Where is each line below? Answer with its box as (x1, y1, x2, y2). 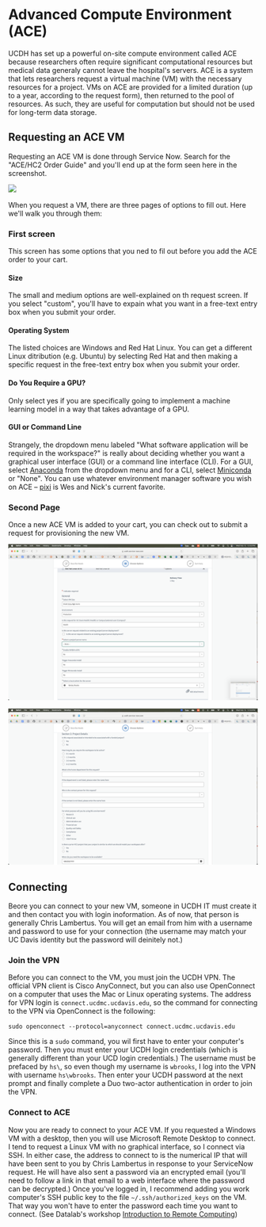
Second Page (8, 502, 61, 513)
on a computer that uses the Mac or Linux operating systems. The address (8, 989, 252, 1000)
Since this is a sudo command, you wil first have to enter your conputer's (8, 1037, 245, 1046)
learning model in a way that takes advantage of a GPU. (8, 404, 190, 414)
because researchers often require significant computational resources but (8, 57, 253, 67)
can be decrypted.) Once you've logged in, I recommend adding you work (8, 1183, 250, 1194)
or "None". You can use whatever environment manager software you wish (8, 473, 252, 483)
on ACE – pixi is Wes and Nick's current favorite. (8, 482, 166, 491)
